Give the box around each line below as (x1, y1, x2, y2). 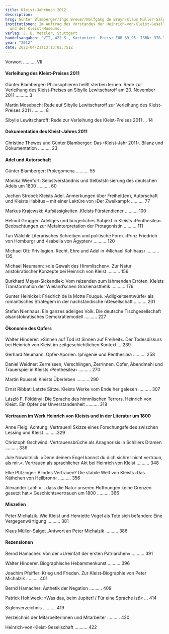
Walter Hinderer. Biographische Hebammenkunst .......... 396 (5, 560, 130, 566)
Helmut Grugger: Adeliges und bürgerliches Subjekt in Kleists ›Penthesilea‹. (5, 218, 162, 224)
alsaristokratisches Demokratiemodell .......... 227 (5, 313, 107, 320)
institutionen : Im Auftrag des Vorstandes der (5, 21, 105, 27)
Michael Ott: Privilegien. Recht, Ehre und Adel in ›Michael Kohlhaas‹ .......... (5, 248, 159, 254)
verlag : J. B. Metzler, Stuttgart (5, 31, 78, 36)
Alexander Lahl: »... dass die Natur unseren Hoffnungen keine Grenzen (5, 484, 152, 490)
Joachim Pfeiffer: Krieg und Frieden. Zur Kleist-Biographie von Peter (5, 570, 147, 576)
